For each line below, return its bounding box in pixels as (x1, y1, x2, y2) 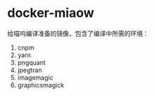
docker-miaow (7, 5, 95, 21)
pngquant (17, 58, 46, 66)
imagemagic (17, 73, 54, 82)
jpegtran (17, 66, 42, 74)
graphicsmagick (17, 80, 65, 89)
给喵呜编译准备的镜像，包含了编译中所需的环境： (7, 29, 149, 37)
